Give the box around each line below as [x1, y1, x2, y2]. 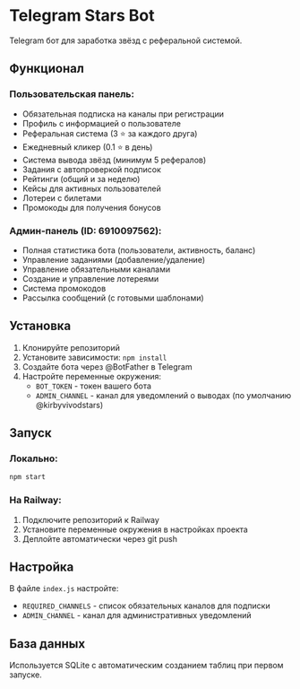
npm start [9, 473, 47, 482]
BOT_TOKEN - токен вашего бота [35, 380, 152, 391]
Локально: [9, 452, 58, 465]
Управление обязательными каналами [21, 264, 171, 275]
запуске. [9, 669, 42, 680]
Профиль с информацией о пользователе [21, 118, 182, 128]
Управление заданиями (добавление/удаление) [21, 254, 206, 265]
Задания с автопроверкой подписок [21, 163, 161, 175]
